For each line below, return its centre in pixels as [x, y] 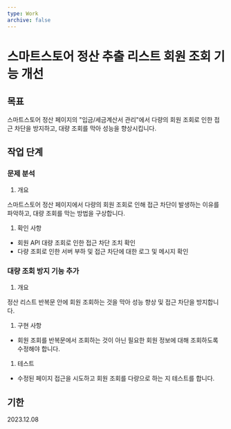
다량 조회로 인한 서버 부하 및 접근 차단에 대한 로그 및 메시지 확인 [103, 252]
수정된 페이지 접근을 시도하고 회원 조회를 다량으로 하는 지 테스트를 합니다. [116, 378]
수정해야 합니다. [38, 349]
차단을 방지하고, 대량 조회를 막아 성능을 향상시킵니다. [85, 128]
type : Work [23, 14]
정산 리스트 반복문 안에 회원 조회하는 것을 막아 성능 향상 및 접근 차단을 [101, 302]
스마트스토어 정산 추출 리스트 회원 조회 [109, 56]
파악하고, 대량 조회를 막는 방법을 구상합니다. [66, 213]
